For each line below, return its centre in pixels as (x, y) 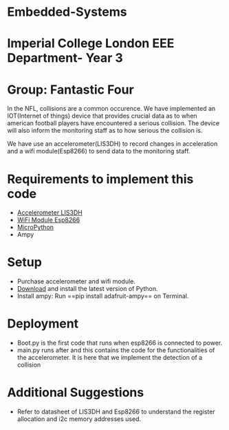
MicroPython (35, 227)
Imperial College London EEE (91, 44)
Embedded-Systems (67, 12)
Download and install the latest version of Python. (87, 289)
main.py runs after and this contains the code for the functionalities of (116, 350)
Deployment (43, 324)
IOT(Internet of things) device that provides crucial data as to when (102, 116)
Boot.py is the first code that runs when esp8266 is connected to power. (120, 343)
